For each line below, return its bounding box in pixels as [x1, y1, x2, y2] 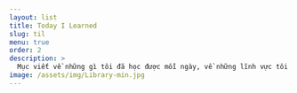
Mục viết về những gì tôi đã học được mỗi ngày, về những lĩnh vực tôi [17, 63, 289, 72]
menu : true [9, 37, 50, 47]
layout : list [9, 12, 58, 22]
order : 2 [9, 46, 42, 55]
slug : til [9, 29, 46, 38]
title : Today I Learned [9, 21, 98, 30]
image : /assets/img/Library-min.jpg [9, 71, 145, 80]
